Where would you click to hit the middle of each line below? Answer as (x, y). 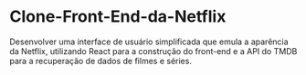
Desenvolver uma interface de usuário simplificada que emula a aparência (149, 42)
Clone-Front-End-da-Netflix (118, 17)
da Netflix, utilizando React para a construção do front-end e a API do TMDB (153, 51)
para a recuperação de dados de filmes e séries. (100, 61)
